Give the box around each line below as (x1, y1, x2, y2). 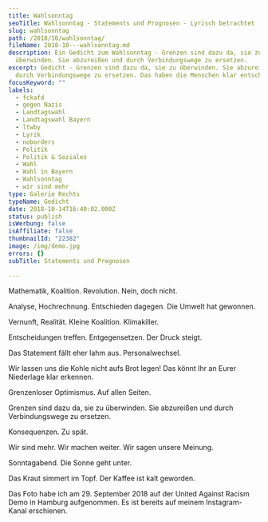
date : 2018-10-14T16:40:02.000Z (8, 205, 116, 213)
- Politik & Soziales (15, 153, 88, 161)
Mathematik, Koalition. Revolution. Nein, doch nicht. (8, 286, 178, 296)
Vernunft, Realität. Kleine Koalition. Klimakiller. (8, 317, 160, 327)
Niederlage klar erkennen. (8, 373, 94, 382)
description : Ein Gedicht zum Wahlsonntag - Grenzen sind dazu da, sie (8, 49, 251, 57)
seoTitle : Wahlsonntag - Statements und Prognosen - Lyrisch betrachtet (8, 19, 255, 27)
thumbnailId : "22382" (8, 235, 81, 243)
